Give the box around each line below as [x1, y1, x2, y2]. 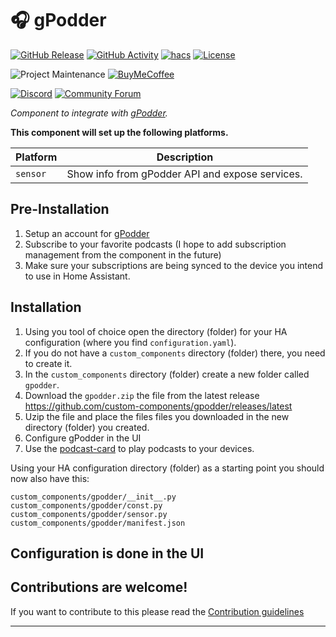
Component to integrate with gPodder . [10, 107, 168, 119]
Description [156, 150, 214, 164]
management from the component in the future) [24, 248, 222, 261]
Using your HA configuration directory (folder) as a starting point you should [10, 462, 325, 474]
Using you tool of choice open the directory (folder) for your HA [24, 325, 288, 337]
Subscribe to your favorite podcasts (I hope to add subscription [24, 238, 287, 250]
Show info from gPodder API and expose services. [66, 167, 303, 181]
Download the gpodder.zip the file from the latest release [24, 389, 260, 401]
